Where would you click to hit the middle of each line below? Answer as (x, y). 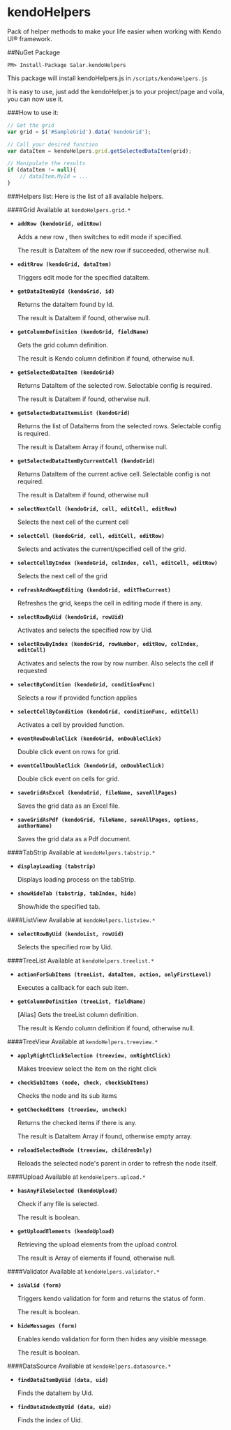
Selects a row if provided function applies (77, 698)
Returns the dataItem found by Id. (66, 304)
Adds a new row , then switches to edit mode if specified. (100, 236)
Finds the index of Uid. (50, 1420)
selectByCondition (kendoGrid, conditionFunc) (86, 684)
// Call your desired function (53, 144)
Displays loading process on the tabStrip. (76, 879)
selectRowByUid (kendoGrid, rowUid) (70, 617)
